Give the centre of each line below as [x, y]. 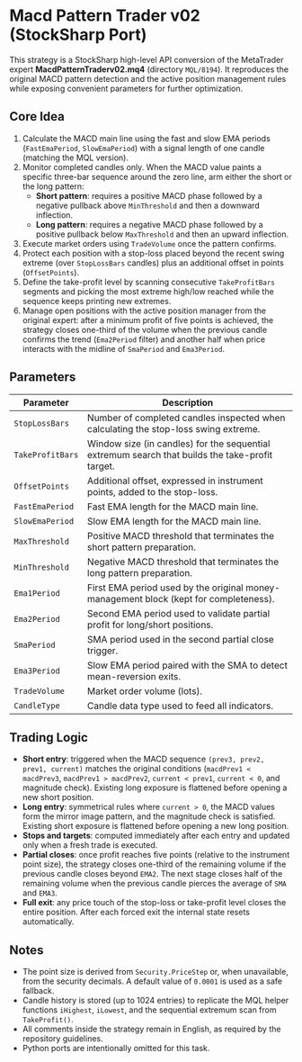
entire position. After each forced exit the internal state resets [136, 912]
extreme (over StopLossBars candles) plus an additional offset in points [153, 263]
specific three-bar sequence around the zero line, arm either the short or [157, 176]
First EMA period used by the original [165, 588]
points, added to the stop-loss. [152, 491]
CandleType [37, 706]
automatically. [48, 922]
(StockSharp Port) [78, 35]
